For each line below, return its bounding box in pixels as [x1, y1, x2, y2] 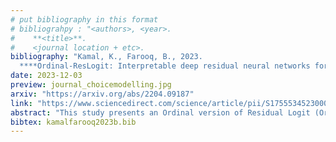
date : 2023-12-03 [10, 71, 83, 81]
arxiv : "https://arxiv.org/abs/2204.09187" [10, 89, 195, 99]
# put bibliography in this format [10, 14, 159, 25]
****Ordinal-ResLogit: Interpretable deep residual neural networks [19, 61, 311, 71]
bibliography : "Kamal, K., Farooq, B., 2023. [10, 52, 203, 62]
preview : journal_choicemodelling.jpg [10, 80, 172, 90]
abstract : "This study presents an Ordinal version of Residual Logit [10, 107, 311, 118]
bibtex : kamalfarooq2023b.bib [10, 117, 137, 127]
